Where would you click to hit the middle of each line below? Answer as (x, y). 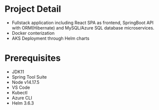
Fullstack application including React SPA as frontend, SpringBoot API (83, 23)
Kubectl (20, 92)
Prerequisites (33, 58)
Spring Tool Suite (29, 77)
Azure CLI (22, 98)
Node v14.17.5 (26, 82)
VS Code (21, 87)
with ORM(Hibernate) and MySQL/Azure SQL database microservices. (83, 27)
